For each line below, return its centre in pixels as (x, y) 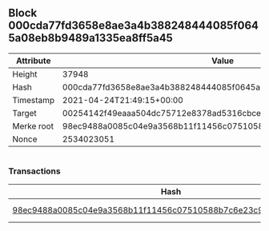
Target (25, 113)
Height (25, 74)
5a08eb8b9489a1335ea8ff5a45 (91, 38)
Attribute (33, 61)
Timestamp (34, 100)
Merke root (33, 125)
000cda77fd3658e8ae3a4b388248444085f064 (133, 26)
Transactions (35, 171)
